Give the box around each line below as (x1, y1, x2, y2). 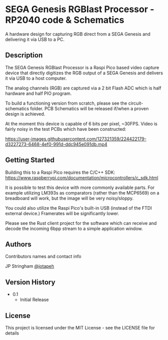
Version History (5, 278, 55, 286)
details (5, 330, 19, 336)
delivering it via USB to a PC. (5, 36, 65, 42)
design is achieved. (5, 111, 45, 117)
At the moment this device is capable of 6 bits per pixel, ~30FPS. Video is (5, 120, 157, 127)
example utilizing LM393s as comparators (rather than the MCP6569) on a (5, 189, 159, 196)
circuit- (128, 100, 143, 106)
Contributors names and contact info (5, 254, 81, 260)
